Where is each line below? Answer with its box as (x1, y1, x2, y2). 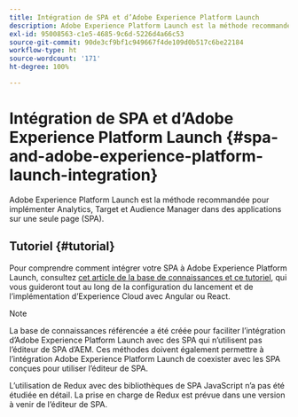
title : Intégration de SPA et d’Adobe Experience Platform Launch (9, 12, 260, 22)
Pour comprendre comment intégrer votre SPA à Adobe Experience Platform (9, 263, 288, 273)
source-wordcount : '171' (9, 54, 101, 63)
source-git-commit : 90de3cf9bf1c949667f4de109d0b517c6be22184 (9, 37, 244, 47)
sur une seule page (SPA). (9, 213, 105, 224)
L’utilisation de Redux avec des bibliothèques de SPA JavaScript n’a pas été (9, 380, 286, 390)
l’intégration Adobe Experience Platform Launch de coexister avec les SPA (9, 353, 281, 364)
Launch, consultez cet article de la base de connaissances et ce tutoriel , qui (9, 271, 287, 282)
